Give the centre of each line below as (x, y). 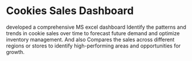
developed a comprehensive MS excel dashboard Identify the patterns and (96, 27)
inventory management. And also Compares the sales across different (90, 39)
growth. (16, 52)
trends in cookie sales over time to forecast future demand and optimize (93, 33)
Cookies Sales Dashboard (70, 11)
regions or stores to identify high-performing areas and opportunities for (93, 46)
